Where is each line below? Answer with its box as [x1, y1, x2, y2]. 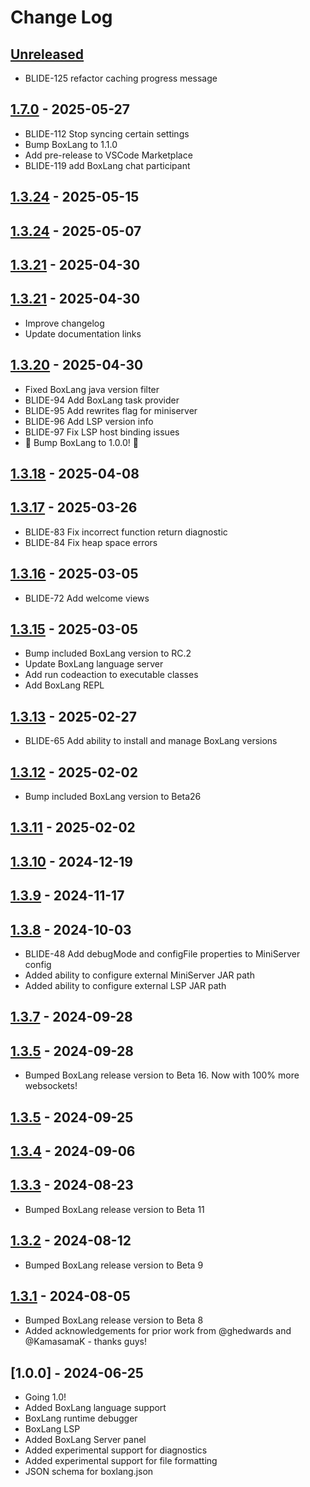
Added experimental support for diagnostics [24, 1444, 208, 1456]
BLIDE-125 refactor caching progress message [24, 72, 218, 84]
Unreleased [10, 46, 85, 63]
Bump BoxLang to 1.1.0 [24, 138, 118, 150]
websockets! [24, 1080, 78, 1092]
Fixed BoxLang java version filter [24, 383, 160, 395]
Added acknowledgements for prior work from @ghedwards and [24, 1325, 292, 1337]
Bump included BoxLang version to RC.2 [24, 647, 192, 660]
